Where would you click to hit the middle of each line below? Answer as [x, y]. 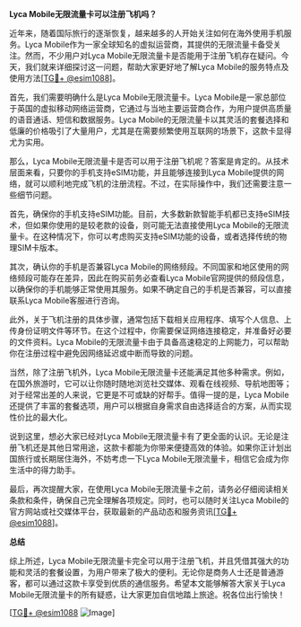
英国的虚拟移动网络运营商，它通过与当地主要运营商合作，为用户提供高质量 [154, 108]
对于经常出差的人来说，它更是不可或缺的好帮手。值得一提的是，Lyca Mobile [149, 395]
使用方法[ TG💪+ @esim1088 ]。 [65, 78]
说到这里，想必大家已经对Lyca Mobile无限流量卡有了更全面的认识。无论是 [146, 436]
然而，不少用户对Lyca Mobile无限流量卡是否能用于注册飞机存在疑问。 [153, 56]
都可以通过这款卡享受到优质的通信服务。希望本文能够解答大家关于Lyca [155, 583]
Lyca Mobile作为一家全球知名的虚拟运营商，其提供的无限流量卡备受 [149, 44]
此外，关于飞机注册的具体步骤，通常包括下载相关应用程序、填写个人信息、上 [150, 319]
